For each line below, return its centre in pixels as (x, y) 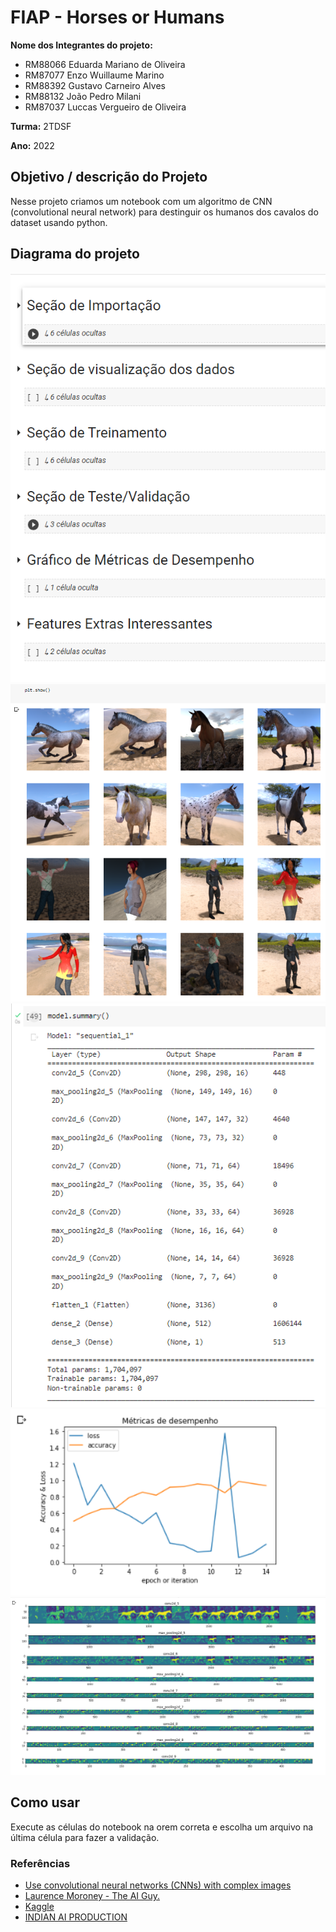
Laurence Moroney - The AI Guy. (92, 1896)
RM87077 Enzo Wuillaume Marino (94, 75)
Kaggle (39, 1907)
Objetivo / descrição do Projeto (109, 177)
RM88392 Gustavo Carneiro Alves (95, 85)
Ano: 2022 (32, 145)
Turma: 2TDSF (41, 126)
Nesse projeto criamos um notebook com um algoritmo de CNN (141, 201)
